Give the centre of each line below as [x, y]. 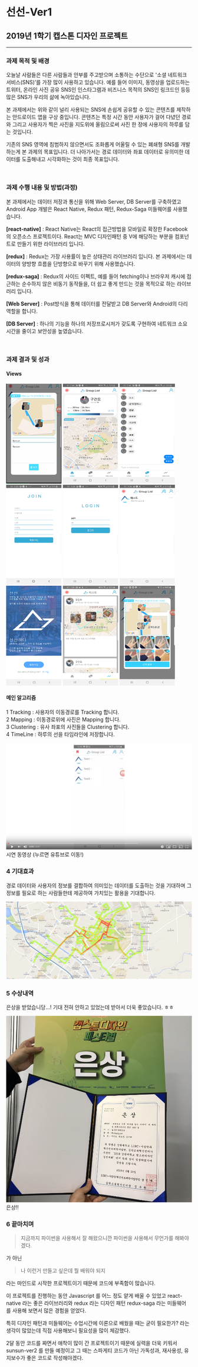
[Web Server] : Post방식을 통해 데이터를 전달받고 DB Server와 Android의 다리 [97, 304]
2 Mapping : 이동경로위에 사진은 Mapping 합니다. [63, 719]
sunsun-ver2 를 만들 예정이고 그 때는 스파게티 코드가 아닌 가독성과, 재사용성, [95, 1350]
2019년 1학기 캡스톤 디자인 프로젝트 [67, 36]
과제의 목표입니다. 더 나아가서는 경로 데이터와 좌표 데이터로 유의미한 [106, 152]
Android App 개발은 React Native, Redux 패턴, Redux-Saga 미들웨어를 [89, 209]
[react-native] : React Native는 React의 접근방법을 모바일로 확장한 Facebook [97, 229]
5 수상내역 [20, 993]
